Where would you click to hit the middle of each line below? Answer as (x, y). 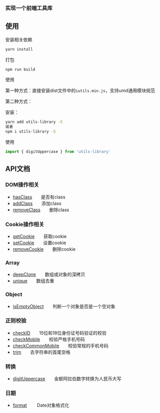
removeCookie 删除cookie (44, 249)
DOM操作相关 (22, 185)
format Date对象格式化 (41, 405)
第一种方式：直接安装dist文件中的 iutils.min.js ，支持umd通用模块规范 (80, 91)
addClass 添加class (37, 203)
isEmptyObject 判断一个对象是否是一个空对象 (64, 306)
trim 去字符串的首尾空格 (41, 352)
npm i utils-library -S (31, 132)
